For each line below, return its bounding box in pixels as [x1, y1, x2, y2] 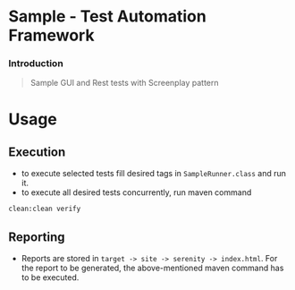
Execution [8, 145, 66, 160]
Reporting [8, 229, 65, 244]
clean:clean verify [8, 204, 81, 214]
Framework [8, 25, 95, 46]
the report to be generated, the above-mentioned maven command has [21, 262, 284, 274]
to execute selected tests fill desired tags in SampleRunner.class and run [21, 168, 287, 179]
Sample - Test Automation [8, 6, 206, 27]
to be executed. [21, 272, 80, 283]
